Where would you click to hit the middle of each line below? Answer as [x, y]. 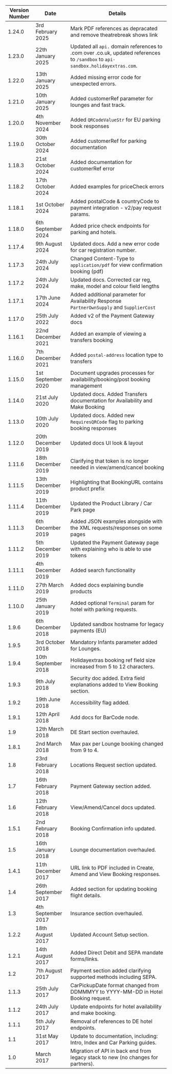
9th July [45, 681]
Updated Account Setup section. [110, 934]
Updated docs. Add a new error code [115, 244]
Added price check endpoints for [110, 226]
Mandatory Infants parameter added [114, 642]
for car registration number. [103, 250]
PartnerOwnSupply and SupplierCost [113, 307]
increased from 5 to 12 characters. [112, 667]
